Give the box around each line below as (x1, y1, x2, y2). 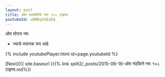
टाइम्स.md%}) (5, 66, 31, 72)
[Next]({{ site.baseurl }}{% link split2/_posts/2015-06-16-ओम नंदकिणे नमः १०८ (5, 61, 160, 67)
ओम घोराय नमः (5, 31, 29, 37)
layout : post (5, 7, 33, 13)
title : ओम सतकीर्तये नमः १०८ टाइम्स (5, 12, 69, 17)
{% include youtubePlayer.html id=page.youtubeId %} (5, 51, 118, 57)
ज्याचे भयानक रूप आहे (12, 41, 49, 47)
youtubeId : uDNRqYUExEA (5, 17, 56, 22)
